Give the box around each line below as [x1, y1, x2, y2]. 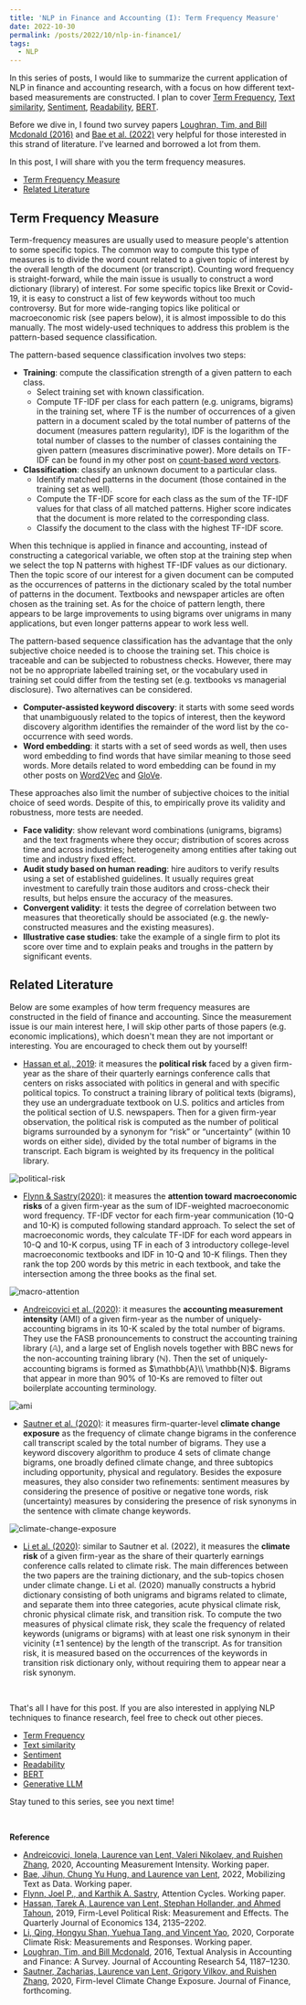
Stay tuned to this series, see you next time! [9, 1796, 174, 1807]
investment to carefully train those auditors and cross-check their [22, 883, 269, 894]
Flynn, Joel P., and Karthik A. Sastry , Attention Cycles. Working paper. [22, 1888, 286, 1899]
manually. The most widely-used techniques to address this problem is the [9, 322, 290, 333]
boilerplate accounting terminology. [22, 1382, 157, 1394]
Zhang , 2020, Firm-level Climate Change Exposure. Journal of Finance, [22, 1975, 291, 1986]
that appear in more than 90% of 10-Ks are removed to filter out [22, 1373, 263, 1384]
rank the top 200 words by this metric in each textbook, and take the [22, 1258, 281, 1269]
